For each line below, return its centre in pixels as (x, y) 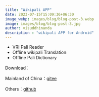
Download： (18, 68)
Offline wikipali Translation (39, 52)
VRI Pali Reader (28, 47)
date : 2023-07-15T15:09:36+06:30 (40, 14)
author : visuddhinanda (28, 28)
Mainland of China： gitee (31, 78)
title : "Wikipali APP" (28, 10)
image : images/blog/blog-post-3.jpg (43, 24)
